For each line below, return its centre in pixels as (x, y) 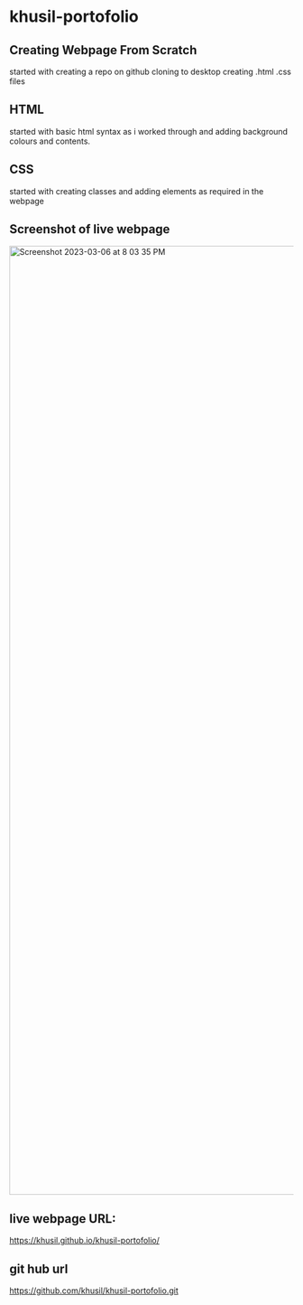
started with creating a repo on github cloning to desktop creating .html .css (150, 71)
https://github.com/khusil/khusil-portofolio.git (94, 1291)
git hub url (39, 1268)
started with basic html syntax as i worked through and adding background (149, 131)
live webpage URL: (63, 1219)
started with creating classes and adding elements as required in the (137, 191)
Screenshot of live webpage (90, 229)
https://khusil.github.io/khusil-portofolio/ (85, 1241)
